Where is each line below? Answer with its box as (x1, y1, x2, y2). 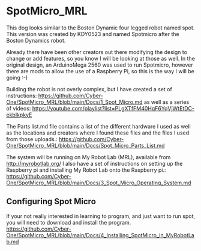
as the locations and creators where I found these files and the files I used (6, 129, 190, 136)
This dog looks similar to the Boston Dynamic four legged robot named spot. (6, 24, 195, 31)
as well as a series (143, 98, 190, 106)
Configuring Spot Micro (6, 196, 96, 207)
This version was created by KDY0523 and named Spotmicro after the (6, 30, 179, 37)
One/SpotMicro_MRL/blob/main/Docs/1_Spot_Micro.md (6, 98, 143, 106)
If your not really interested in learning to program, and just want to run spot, (6, 212, 196, 220)
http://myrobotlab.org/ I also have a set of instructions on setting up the (6, 160, 183, 167)
